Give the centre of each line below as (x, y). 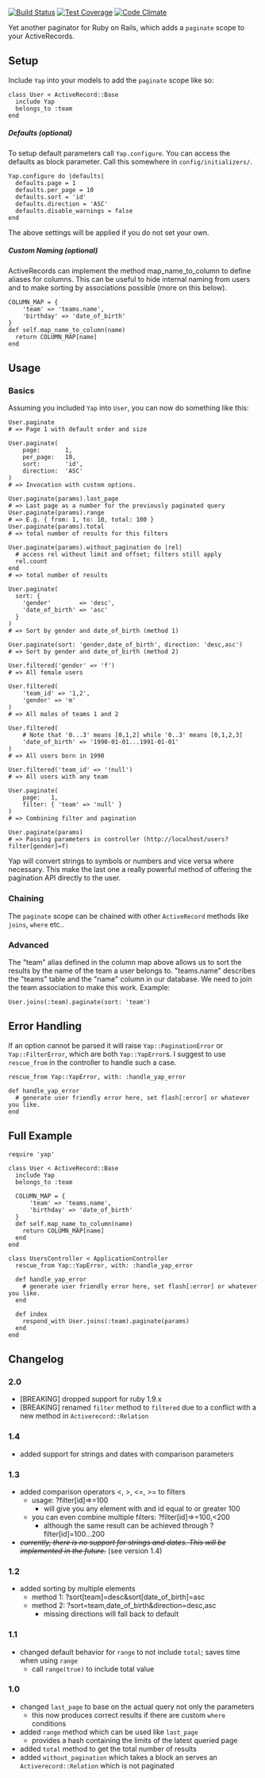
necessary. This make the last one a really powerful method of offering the (130, 870)
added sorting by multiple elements (78, 1589)
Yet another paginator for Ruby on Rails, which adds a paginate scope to (126, 27)
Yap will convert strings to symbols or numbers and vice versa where (121, 861)
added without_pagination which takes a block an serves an (119, 1757)
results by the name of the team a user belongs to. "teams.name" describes (132, 971)
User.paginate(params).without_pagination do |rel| (95, 548)
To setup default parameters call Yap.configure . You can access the (119, 153)
